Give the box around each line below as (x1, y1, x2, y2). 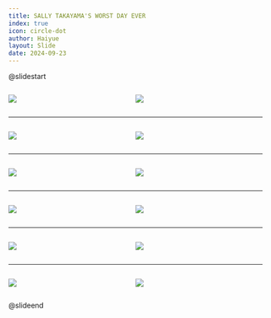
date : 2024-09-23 (8, 49, 67, 57)
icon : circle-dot (8, 27, 67, 35)
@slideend (8, 300, 44, 310)
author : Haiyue (8, 34, 60, 43)
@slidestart (8, 72, 47, 81)
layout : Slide (8, 42, 56, 50)
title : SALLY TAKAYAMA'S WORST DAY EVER (8, 11, 147, 20)
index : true (8, 19, 48, 27)
